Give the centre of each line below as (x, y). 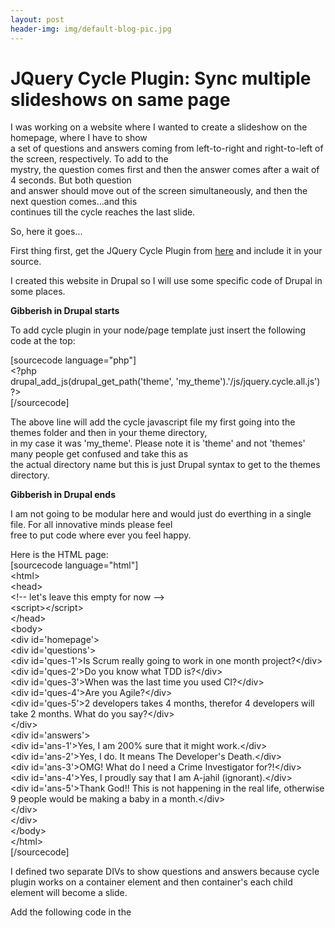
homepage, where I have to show (79, 138)
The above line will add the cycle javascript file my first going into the (153, 422)
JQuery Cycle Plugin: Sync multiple (161, 78)
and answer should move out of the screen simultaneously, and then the (159, 191)
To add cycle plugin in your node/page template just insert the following (158, 330)
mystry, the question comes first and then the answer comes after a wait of (165, 170)
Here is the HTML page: (59, 555)
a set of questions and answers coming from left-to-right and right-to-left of (167, 148)
